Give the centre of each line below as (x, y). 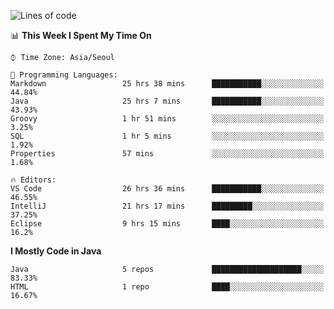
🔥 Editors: (33, 180)
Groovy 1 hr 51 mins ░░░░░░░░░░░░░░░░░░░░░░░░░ (167, 119)
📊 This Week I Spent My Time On (81, 35)
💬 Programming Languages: (64, 75)
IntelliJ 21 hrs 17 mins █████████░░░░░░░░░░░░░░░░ (167, 206)
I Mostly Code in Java (56, 251)
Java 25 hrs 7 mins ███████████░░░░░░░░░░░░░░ (167, 101)
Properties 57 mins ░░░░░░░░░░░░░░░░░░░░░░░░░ (167, 154)
